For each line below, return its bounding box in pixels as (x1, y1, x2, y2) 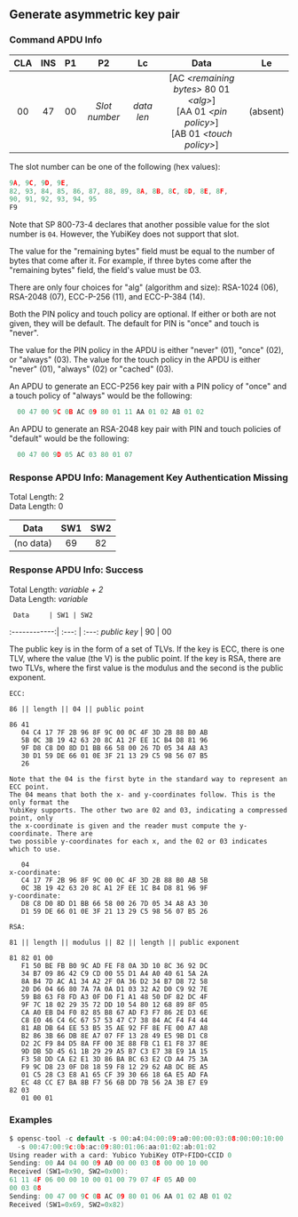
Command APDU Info (9, 34, 103, 46)
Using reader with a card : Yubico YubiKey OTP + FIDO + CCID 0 (9, 1150, 232, 1159)
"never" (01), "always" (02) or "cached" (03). (9, 364, 175, 374)
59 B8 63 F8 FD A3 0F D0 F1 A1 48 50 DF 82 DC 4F (20, 992, 208, 1001)
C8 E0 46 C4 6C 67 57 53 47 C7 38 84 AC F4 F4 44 (20, 1015, 208, 1025)
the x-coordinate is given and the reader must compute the (9, 821, 237, 830)
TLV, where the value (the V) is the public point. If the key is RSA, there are (9, 653, 281, 663)
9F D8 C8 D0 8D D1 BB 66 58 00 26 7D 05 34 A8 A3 (20, 743, 208, 752)
